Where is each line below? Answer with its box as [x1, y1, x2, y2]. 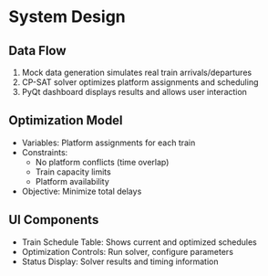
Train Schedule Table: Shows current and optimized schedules [21, 236, 257, 248]
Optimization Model [8, 112, 124, 129]
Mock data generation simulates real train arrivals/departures [21, 67, 253, 78]
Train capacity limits [35, 166, 111, 177]
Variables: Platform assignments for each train [21, 137, 196, 148]
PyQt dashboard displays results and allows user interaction [21, 87, 248, 97]
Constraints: [21, 146, 68, 157]
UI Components [8, 212, 99, 228]
